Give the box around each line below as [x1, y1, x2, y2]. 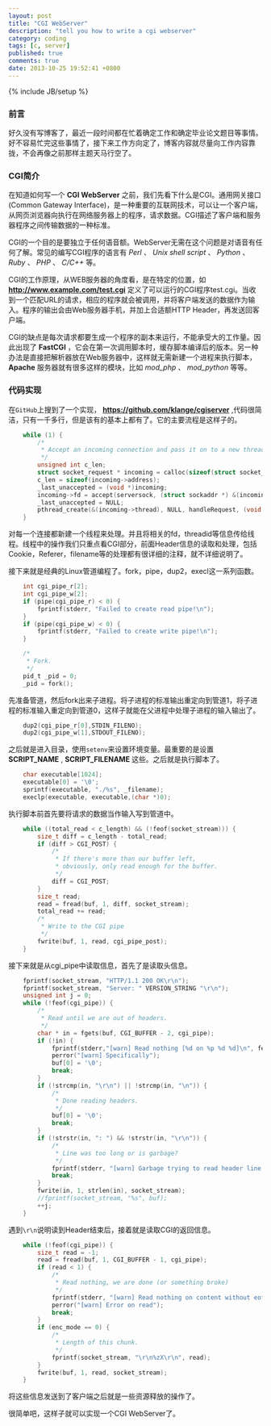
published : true [8, 49, 63, 57]
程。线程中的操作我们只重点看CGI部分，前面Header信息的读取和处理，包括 [8, 539, 257, 549]
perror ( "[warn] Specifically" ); [51, 1052, 161, 1060]
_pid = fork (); [23, 680, 74, 688]
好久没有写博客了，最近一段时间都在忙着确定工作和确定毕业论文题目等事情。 [8, 128, 263, 138]
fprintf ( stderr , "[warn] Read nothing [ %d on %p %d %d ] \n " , [51, 1044, 254, 1052]
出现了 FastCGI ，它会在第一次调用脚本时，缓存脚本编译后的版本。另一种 [15, 342, 259, 352]
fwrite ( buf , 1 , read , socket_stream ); [37, 1369, 168, 1377]
